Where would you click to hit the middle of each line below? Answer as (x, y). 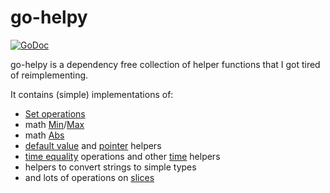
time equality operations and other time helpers (122, 156)
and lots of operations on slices (89, 177)
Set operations (55, 113)
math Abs (44, 135)
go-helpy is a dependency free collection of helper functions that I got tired (165, 64)
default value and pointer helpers (93, 145)
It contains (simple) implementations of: (92, 94)
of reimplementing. (49, 75)
